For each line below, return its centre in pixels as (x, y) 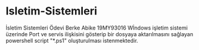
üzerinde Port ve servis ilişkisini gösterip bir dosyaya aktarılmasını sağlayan (99, 34)
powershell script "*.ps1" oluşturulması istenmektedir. (72, 40)
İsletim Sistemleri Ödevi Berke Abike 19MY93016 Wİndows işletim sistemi (97, 28)
